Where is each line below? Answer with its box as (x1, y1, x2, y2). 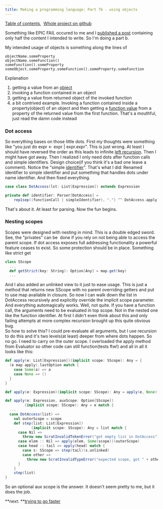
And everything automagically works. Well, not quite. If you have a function (5, 302, 155, 308)
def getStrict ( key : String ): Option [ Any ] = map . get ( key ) (9, 268, 127, 273)
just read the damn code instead (12, 115, 77, 121)
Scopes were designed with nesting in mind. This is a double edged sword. (5, 229, 155, 235)
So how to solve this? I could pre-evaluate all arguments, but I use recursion (5, 328, 157, 334)
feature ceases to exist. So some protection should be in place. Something (5, 245, 154, 251)
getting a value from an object (12, 85, 73, 90)
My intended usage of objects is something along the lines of (5, 44, 127, 50)
